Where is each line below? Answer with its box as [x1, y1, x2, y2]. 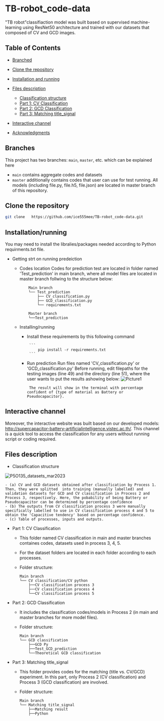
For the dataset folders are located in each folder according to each [19, 550, 156, 555]
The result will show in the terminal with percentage [29, 386, 143, 390]
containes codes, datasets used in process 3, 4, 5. [19, 540, 121, 546]
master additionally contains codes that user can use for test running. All [12, 177, 158, 183]
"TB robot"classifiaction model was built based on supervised [5, 19, 130, 25]
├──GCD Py [28, 642, 48, 647]
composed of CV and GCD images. [5, 29, 76, 35]
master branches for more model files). [19, 614, 99, 620]
